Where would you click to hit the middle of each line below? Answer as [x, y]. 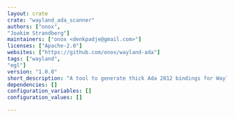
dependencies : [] [32, 85]
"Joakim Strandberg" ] [39, 33]
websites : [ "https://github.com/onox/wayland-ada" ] [84, 53]
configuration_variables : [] [49, 91]
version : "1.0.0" [32, 71]
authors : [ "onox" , [34, 26]
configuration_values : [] [45, 98]
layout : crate [28, 14]
